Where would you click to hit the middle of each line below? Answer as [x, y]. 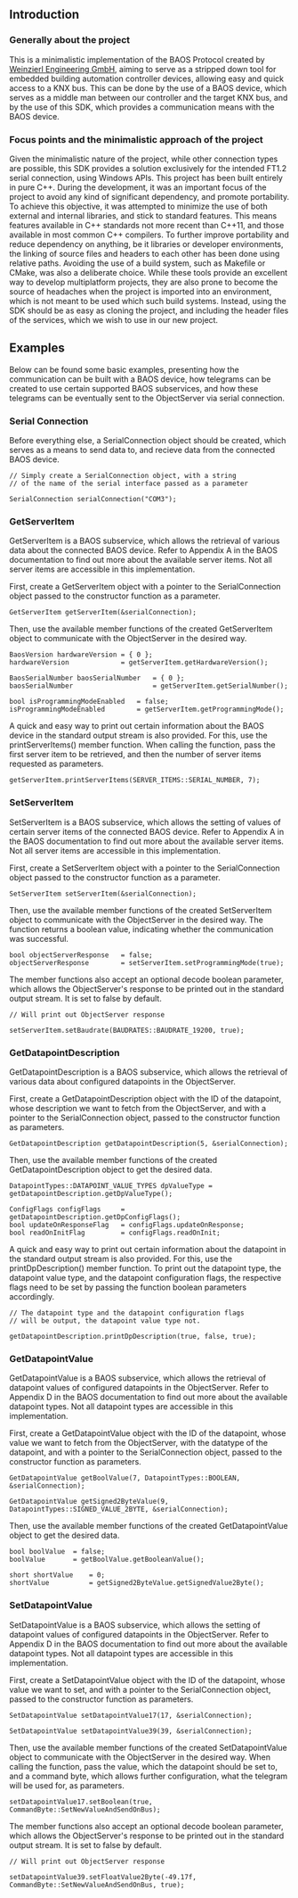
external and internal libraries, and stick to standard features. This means [143, 215]
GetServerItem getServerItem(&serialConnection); [103, 613]
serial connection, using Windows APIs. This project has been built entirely [146, 177]
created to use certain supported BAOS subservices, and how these [134, 388]
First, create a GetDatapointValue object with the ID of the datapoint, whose [148, 1433]
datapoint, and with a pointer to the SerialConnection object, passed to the [146, 1452]
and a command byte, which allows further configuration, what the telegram [149, 1776]
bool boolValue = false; [57, 1552]
